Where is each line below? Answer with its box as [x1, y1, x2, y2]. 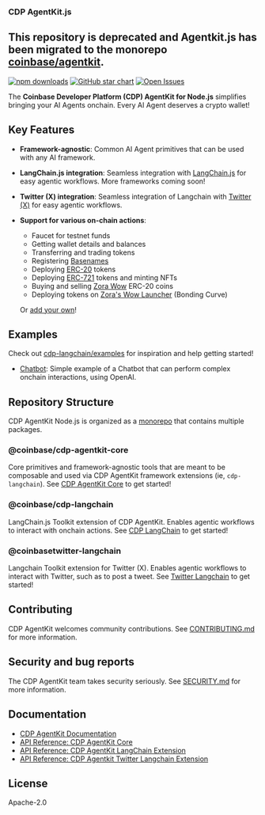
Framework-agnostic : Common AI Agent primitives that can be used [19, 144, 244, 154]
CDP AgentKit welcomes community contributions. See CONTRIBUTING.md [8, 624, 256, 633]
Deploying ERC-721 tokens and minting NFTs [31, 272, 178, 282]
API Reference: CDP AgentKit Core [19, 737, 133, 746]
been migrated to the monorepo [8, 43, 168, 57]
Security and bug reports [8, 655, 134, 669]
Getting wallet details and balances [31, 239, 146, 248]
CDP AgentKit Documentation [19, 729, 117, 738]
